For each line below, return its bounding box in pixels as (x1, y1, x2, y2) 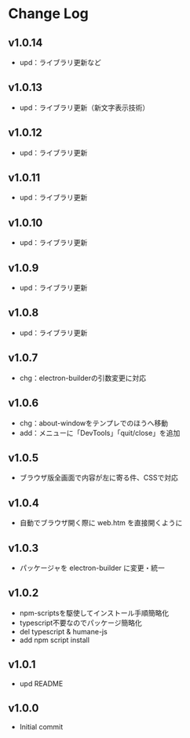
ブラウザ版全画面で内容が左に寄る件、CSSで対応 (19, 473, 178, 483)
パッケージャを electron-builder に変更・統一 (19, 563, 165, 572)
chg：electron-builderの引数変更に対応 (19, 373, 147, 382)
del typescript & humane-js (19, 627, 108, 636)
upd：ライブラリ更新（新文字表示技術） (19, 103, 150, 112)
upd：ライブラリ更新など (19, 58, 102, 67)
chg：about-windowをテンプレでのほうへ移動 (19, 418, 169, 428)
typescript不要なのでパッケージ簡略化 (19, 618, 143, 627)
